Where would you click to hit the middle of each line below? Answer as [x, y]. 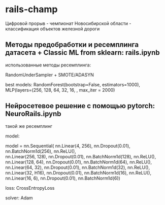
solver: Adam [19, 198]
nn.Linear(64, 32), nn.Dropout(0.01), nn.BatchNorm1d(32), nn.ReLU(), [78, 167]
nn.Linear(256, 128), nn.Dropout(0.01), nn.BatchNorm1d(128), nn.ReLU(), [81, 156]
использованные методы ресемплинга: [48, 65]
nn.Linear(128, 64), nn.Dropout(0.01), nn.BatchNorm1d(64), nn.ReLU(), [79, 162]
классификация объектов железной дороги [53, 28]
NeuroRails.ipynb [34, 114]
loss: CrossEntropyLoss [30, 188]
